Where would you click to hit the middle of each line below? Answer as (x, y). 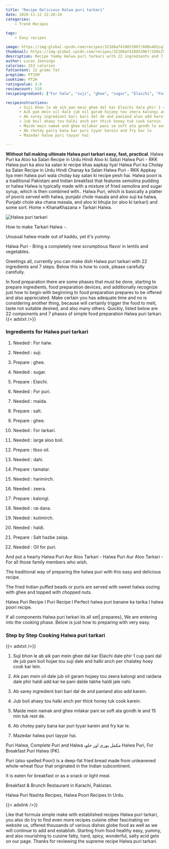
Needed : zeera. (30, 488)
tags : (11, 33)
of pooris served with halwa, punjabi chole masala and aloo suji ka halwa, (81, 197)
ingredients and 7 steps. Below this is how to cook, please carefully (75, 266)
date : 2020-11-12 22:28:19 (34, 15)
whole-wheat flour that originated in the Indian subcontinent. (68, 766)
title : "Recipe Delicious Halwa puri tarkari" (55, 10)
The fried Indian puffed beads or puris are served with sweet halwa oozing (83, 587)
